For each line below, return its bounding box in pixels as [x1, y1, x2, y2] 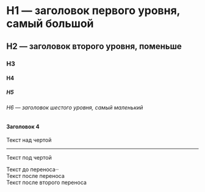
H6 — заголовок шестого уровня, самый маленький [6, 104, 143, 111]
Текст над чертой [6, 136, 52, 144]
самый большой [6, 17, 94, 31]
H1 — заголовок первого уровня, [6, 4, 181, 18]
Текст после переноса [6, 172, 65, 180]
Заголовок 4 [6, 123, 40, 130]
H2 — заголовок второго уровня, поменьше [6, 41, 182, 51]
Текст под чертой [6, 154, 52, 161]
